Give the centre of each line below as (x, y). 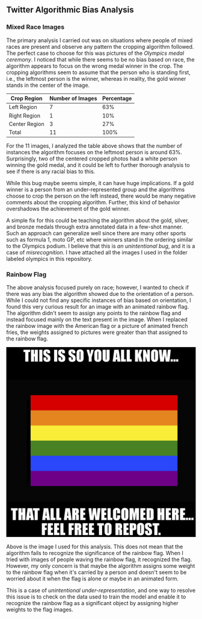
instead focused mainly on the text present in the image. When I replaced (97, 319)
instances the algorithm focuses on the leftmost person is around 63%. (94, 152)
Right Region (25, 115)
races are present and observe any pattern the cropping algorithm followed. (100, 46)
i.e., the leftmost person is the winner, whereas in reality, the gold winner (96, 78)
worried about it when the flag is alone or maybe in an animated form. (93, 579)
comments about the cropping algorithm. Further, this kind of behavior (93, 202)
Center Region (26, 124)
